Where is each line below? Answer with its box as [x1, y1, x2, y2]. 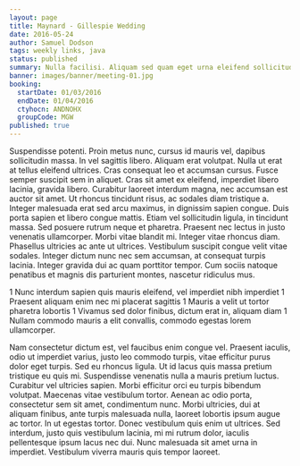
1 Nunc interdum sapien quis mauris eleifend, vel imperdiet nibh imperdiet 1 [9, 287, 285, 297]
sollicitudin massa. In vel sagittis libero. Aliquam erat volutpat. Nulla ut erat [9, 156, 283, 165]
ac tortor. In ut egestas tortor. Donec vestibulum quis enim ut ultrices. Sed [9, 418, 281, 428]
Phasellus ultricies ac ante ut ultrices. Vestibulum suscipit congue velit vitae [9, 241, 287, 251]
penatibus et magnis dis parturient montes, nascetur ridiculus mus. [9, 269, 255, 280]
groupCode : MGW [17, 113, 74, 122]
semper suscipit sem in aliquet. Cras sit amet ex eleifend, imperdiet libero [9, 174, 279, 184]
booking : [9, 80, 42, 89]
